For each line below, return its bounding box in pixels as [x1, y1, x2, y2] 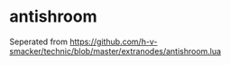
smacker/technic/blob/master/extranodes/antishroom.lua [9, 45, 222, 56]
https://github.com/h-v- [69, 36, 158, 47]
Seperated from [9, 36, 69, 47]
